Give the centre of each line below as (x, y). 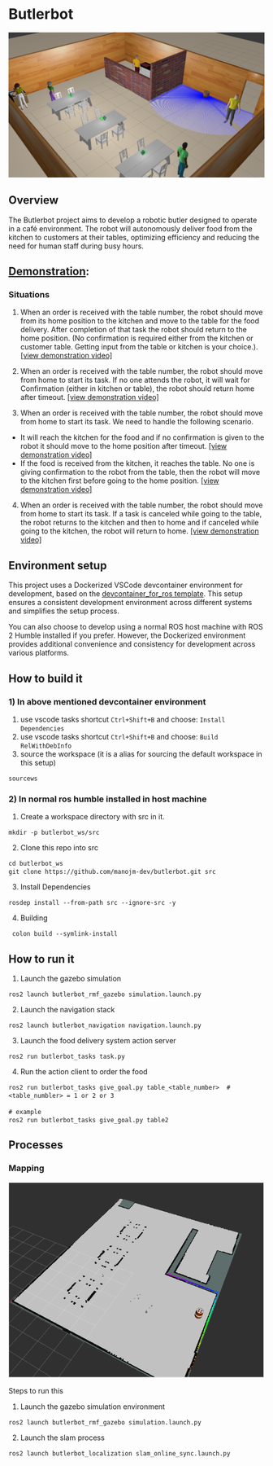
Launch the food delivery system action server (98, 1041)
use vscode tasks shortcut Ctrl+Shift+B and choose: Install (123, 719)
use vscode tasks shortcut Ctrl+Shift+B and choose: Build (119, 736)
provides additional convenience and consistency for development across (132, 644)
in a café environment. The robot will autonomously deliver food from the (131, 228)
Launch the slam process (63, 1437)
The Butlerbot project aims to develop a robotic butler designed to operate (133, 220)
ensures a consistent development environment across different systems (130, 603)
